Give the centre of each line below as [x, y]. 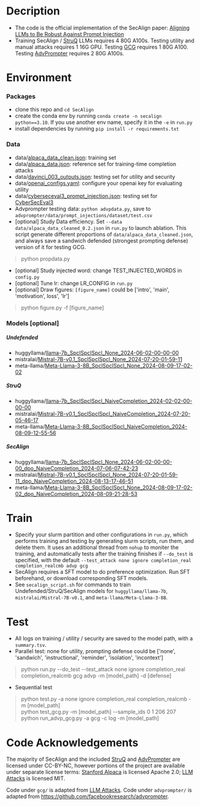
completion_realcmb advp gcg [51, 566]
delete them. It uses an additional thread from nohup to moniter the [97, 547]
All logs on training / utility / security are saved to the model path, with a [104, 639]
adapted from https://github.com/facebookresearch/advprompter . [88, 796]
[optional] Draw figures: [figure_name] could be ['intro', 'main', [92, 290]
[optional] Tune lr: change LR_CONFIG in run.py [74, 283]
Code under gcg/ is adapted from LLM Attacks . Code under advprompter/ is [99, 790]
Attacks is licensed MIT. [36, 778]
